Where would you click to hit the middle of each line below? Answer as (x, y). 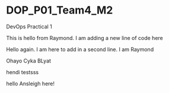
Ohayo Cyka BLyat (29, 61)
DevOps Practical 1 (29, 26)
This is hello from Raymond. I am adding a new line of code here (84, 38)
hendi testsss (23, 72)
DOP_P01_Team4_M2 (60, 10)
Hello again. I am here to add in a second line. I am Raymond (80, 49)
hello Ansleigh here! (31, 84)
